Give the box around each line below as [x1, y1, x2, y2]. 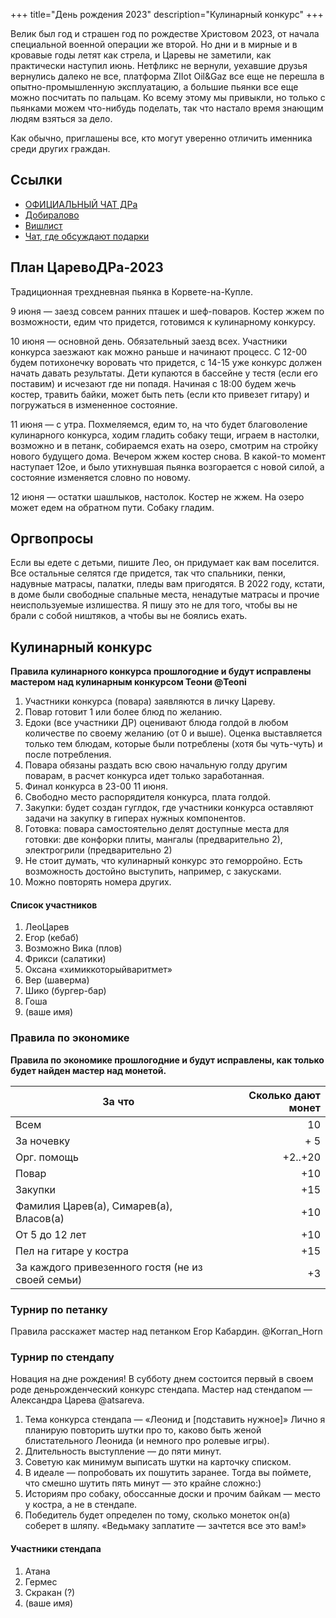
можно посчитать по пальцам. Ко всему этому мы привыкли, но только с [10, 92, 326, 103]
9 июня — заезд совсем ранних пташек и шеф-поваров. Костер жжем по [10, 305, 325, 317]
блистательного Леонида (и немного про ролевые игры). [24, 1435, 270, 1447]
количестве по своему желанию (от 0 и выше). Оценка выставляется [24, 727, 323, 739]
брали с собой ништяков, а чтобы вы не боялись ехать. [10, 610, 248, 622]
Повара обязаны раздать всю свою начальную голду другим [24, 759, 288, 771]
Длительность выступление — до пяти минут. [24, 1445, 222, 1458]
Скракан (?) [24, 1586, 76, 1598]
